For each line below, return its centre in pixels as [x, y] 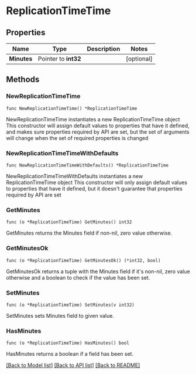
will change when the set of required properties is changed [77, 138]
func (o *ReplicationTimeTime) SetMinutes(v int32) [70, 305]
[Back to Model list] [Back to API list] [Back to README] [73, 365]
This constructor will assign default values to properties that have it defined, [98, 125]
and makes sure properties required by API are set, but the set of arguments [98, 132]
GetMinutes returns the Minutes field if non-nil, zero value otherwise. [89, 233]
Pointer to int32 [59, 59]
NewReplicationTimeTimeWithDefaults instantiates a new [75, 176]
